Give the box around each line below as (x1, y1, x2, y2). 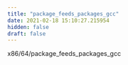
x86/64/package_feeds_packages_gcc (7, 49, 122, 58)
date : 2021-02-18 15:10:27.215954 (7, 17, 110, 24)
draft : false (7, 30, 46, 37)
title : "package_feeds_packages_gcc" (7, 10, 119, 18)
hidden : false (7, 23, 50, 30)
